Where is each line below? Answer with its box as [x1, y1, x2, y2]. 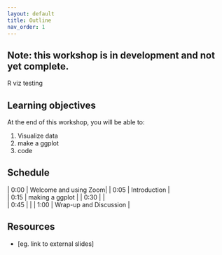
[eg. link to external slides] [17, 240, 95, 248]
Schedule [7, 166, 50, 179]
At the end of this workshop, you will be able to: [7, 118, 145, 126]
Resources [7, 221, 55, 233]
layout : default [7, 10, 55, 18]
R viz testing [7, 79, 43, 88]
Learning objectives [7, 99, 97, 111]
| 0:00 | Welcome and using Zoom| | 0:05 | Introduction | [7, 185, 170, 194]
